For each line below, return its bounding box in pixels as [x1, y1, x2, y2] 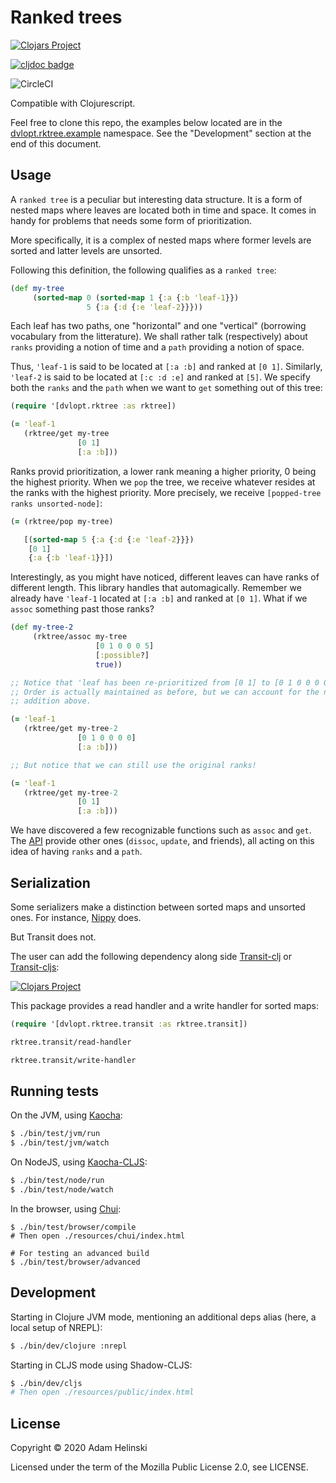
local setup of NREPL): [10, 1321, 103, 1333]
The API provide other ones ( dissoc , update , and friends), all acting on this [10, 835, 315, 847]
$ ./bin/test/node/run [10, 1176, 105, 1186]
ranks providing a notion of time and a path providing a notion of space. [10, 341, 305, 353]
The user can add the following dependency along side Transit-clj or [10, 950, 293, 962]
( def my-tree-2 [10, 622, 74, 633]
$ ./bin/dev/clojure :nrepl [10, 1341, 128, 1351]
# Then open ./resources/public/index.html [10, 1387, 195, 1398]
